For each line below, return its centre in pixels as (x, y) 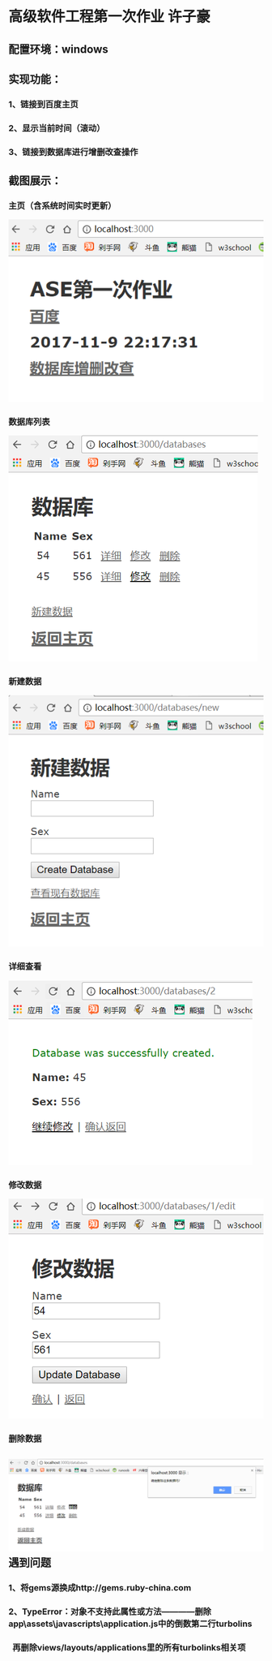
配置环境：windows (59, 49)
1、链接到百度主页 (43, 104)
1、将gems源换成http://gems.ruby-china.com (100, 1587)
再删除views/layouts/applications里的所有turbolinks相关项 (129, 1647)
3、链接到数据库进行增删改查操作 (73, 152)
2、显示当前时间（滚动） (57, 128)
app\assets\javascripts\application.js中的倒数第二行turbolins (130, 1624)
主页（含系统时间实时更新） (62, 206)
